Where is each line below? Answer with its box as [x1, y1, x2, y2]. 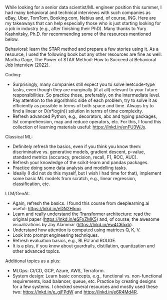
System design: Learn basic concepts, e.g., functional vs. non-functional [12, 273, 162, 279]
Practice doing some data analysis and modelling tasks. [12, 165, 127, 171]
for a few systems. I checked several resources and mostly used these [12, 283, 158, 289]
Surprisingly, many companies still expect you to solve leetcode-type [12, 81, 155, 87]
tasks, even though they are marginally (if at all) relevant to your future [12, 87, 157, 92]
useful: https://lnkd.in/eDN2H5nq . [12, 206, 82, 211]
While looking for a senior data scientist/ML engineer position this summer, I [5, 5, 162, 10]
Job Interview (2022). [5, 62, 50, 68]
